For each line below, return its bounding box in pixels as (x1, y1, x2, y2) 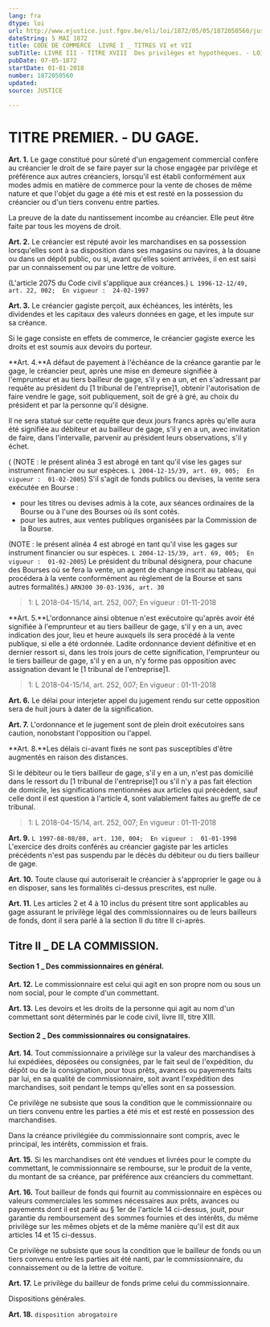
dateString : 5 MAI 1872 (8, 34, 88, 43)
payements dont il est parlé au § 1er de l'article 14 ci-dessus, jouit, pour (8, 1205, 244, 1214)
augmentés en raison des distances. (8, 752, 129, 762)
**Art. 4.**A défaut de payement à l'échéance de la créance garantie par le (8, 358, 261, 367)
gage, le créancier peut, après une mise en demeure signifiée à (8, 367, 218, 376)
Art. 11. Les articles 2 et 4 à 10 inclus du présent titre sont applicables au (8, 899, 249, 908)
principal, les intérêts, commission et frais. (8, 1139, 149, 1149)
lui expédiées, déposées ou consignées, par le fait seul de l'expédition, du (8, 1057, 254, 1067)
